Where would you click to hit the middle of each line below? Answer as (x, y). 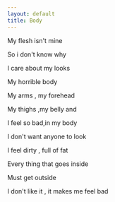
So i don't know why (37, 54)
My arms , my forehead (41, 95)
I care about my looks (39, 68)
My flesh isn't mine (35, 40)
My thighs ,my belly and (42, 109)
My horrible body (32, 81)
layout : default (31, 14)
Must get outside (32, 177)
